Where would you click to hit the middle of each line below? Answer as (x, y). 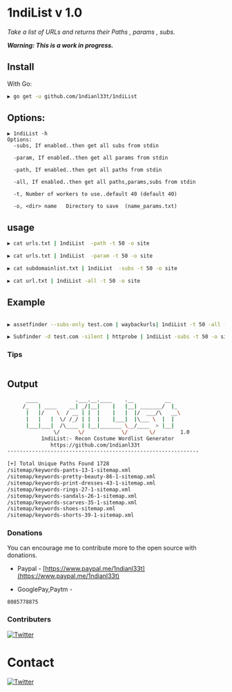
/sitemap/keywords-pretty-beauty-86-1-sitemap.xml (81, 477)
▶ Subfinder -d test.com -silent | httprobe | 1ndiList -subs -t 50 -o (112, 337)
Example (26, 302)
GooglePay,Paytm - (45, 590)
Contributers (29, 619)
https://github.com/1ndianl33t (95, 445)
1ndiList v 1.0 (45, 13)
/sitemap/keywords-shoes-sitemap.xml (61, 509)
